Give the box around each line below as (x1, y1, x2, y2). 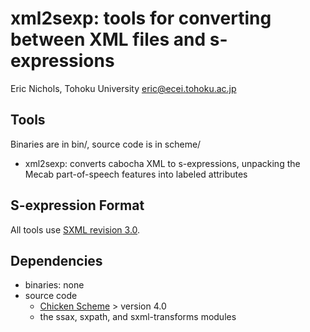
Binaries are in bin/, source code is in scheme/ (10, 138, 202, 150)
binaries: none (24, 279, 85, 291)
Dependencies (10, 252, 103, 269)
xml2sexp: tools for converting (10, 7, 272, 30)
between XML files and (10, 28, 207, 51)
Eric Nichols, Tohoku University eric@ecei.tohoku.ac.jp (10, 82, 237, 94)
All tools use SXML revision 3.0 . (10, 223, 141, 236)
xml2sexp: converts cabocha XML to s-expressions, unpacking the (24, 157, 301, 169)
